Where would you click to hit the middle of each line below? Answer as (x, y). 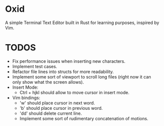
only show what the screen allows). (48, 82)
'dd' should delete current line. (51, 113)
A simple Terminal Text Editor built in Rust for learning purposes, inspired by (82, 23)
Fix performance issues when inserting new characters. (69, 61)
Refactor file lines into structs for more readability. (63, 72)
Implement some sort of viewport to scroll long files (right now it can (82, 76)
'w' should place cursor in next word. (57, 103)
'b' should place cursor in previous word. (61, 108)
